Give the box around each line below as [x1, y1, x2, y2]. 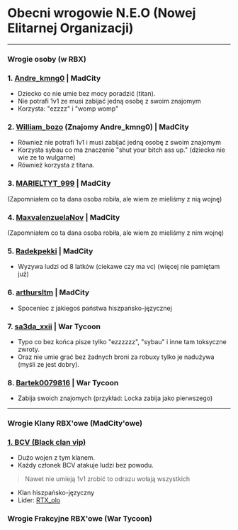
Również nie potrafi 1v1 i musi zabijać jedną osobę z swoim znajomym [17, 138, 222, 147]
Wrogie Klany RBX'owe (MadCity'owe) [7, 419, 143, 429]
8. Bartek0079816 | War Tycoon [7, 377, 119, 387]
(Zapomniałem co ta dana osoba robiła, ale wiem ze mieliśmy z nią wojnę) [7, 194, 222, 203]
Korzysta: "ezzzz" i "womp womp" [17, 104, 119, 113]
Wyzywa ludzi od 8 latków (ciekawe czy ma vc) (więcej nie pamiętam [17, 263, 220, 271]
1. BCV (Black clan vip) [7, 438, 86, 448]
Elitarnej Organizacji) [7, 20, 134, 36]
